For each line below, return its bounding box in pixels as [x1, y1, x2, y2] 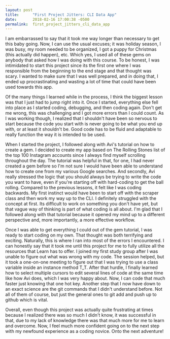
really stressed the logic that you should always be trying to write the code [5, 174, 161, 180]
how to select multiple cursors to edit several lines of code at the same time [5, 270, 163, 276]
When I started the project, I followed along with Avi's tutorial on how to [5, 142, 155, 148]
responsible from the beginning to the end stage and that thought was [5, 68, 152, 74]
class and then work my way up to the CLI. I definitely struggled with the [5, 195, 156, 201]
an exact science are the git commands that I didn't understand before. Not [5, 286, 162, 292]
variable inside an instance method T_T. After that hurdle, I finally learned [5, 264, 158, 270]
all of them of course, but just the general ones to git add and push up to [5, 291, 157, 297]
